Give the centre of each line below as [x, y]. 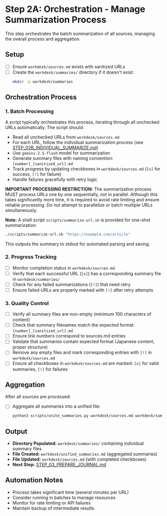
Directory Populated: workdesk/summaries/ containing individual [78, 443]
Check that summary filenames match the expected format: [74, 325]
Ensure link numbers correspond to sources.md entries [69, 336]
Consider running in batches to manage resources [64, 498]
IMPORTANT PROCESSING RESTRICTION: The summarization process [78, 189]
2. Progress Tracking [31, 257]
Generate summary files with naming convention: [63, 159]
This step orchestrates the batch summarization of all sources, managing [80, 33]
